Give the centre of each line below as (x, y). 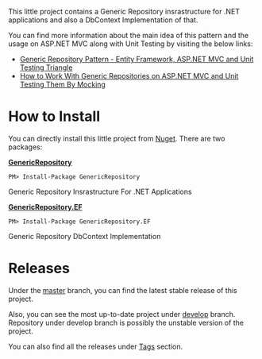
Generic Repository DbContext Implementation (85, 236)
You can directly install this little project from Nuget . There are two (117, 138)
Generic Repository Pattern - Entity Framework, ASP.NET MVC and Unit (137, 59)
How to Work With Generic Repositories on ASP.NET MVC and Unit (129, 76)
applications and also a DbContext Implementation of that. (103, 20)
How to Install (54, 116)
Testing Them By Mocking (62, 84)
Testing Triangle (46, 68)
